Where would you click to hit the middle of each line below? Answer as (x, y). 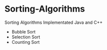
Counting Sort (26, 42)
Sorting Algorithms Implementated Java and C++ (54, 22)
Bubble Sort (24, 32)
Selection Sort (26, 37)
